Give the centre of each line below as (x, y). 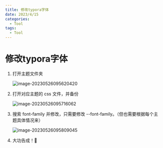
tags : (11, 28)
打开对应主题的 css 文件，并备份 (45, 94)
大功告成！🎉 (25, 140)
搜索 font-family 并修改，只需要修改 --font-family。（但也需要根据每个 (83, 114)
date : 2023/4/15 (22, 14)
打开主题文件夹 (27, 74)
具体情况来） (30, 120)
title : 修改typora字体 (27, 10)
